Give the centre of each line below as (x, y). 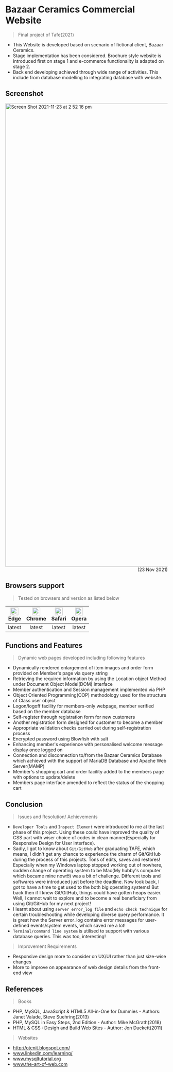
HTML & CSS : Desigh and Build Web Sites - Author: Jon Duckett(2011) (88, 1028)
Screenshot (24, 94)
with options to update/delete (44, 777)
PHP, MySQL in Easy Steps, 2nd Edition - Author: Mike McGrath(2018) (87, 1022)
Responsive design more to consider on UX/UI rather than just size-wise (89, 957)
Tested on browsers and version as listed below (68, 598)
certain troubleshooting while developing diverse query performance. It (89, 914)
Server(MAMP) (29, 766)
